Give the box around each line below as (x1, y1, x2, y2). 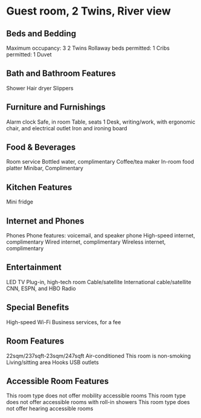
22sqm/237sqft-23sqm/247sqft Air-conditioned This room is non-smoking (6, 352, 191, 359)
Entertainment (6, 262, 62, 273)
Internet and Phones (6, 216, 85, 226)
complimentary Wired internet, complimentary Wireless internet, (6, 238, 166, 246)
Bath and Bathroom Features (6, 68, 116, 79)
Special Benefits (6, 302, 69, 313)
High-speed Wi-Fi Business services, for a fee (6, 318, 121, 325)
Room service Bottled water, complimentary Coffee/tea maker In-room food (6, 158, 194, 165)
